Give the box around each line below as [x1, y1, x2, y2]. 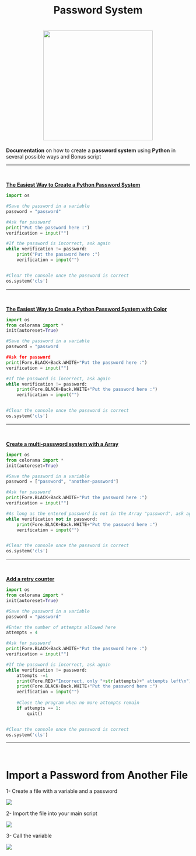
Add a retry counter [6, 576, 55, 583]
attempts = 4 [6, 630, 38, 635]
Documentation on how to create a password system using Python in [6, 147, 176, 154]
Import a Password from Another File [6, 768, 188, 782]
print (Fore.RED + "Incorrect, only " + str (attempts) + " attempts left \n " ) [16, 678, 192, 684]
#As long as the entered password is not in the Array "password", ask [6, 510, 184, 517]
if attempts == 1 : [16, 705, 61, 711]
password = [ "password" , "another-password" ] [6, 479, 118, 484]
